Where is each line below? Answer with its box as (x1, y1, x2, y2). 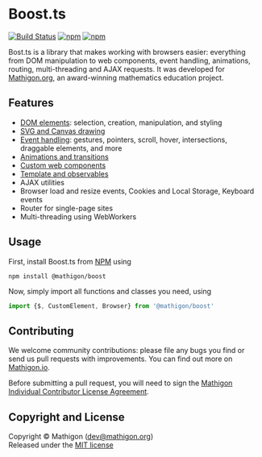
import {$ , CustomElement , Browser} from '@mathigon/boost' (8, 301, 215, 310)
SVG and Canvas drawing (19, 126, 106, 135)
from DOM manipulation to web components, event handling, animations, (8, 56, 252, 65)
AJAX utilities (19, 177, 64, 187)
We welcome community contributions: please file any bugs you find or (8, 346, 245, 355)
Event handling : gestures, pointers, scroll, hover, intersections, (19, 135, 228, 144)
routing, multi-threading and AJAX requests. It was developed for (8, 64, 226, 73)
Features (8, 96, 54, 110)
